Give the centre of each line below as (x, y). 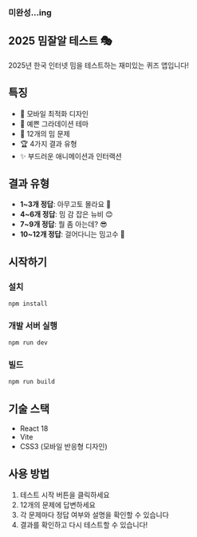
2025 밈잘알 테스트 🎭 (61, 41)
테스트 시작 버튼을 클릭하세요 (65, 495)
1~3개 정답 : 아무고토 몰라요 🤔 (65, 205)
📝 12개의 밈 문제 (45, 133)
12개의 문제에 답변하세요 (57, 504)
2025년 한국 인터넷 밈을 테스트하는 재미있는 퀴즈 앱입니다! (99, 65)
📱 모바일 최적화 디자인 (54, 113)
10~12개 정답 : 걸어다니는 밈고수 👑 (72, 234)
